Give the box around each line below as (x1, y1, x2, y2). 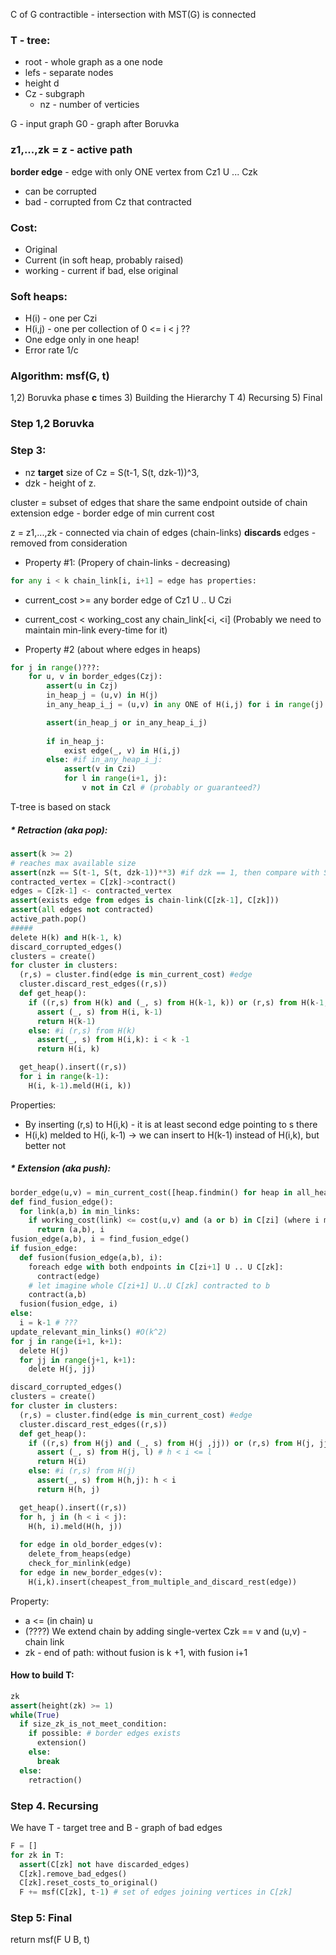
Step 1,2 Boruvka (10, 417, 95, 431)
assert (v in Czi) (63, 764, 137, 774)
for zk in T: (10, 1850, 65, 1860)
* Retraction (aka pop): (10, 824, 108, 836)
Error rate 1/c (24, 344, 79, 356)
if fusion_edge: (10, 1244, 78, 1254)
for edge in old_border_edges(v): (19, 1540, 163, 1550)
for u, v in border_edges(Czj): (28, 672, 163, 682)
